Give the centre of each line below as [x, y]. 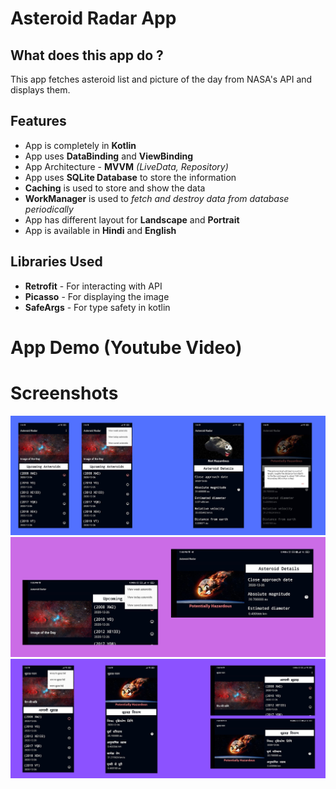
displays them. [40, 90]
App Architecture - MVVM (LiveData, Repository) [126, 166]
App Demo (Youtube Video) [126, 347]
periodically [49, 209]
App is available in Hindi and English [100, 230]
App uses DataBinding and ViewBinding [109, 156]
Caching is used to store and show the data [115, 188]
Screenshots [64, 393]
